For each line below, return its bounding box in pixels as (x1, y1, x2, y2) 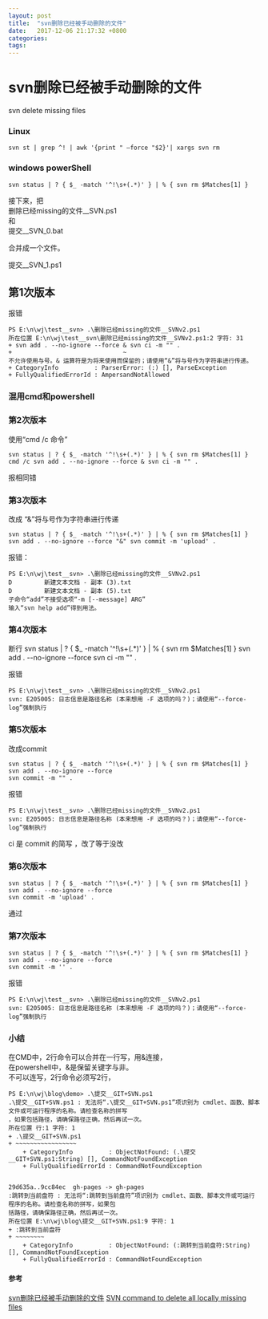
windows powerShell (8, 162, 92, 173)
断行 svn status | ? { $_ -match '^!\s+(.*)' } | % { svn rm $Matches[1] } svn (8, 643, 250, 654)
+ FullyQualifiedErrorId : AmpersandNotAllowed (8, 371, 170, 379)
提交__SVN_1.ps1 (8, 260, 62, 270)
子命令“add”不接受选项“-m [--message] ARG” (8, 595, 146, 603)
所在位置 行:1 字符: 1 (8, 1124, 76, 1132)
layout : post (8, 11, 52, 20)
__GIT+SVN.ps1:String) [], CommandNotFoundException (8, 1155, 188, 1163)
